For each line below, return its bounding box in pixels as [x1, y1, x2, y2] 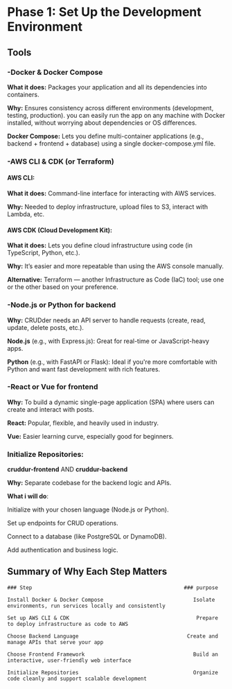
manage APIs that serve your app [7, 638, 104, 645]
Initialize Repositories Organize [7, 669, 218, 676]
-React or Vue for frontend [7, 382, 98, 392]
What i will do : [7, 492, 48, 500]
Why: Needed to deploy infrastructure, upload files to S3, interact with [7, 202, 208, 211]
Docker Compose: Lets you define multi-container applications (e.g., [7, 132, 204, 140]
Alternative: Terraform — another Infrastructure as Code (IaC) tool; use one [7, 275, 224, 284]
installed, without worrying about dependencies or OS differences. [7, 119, 197, 127]
